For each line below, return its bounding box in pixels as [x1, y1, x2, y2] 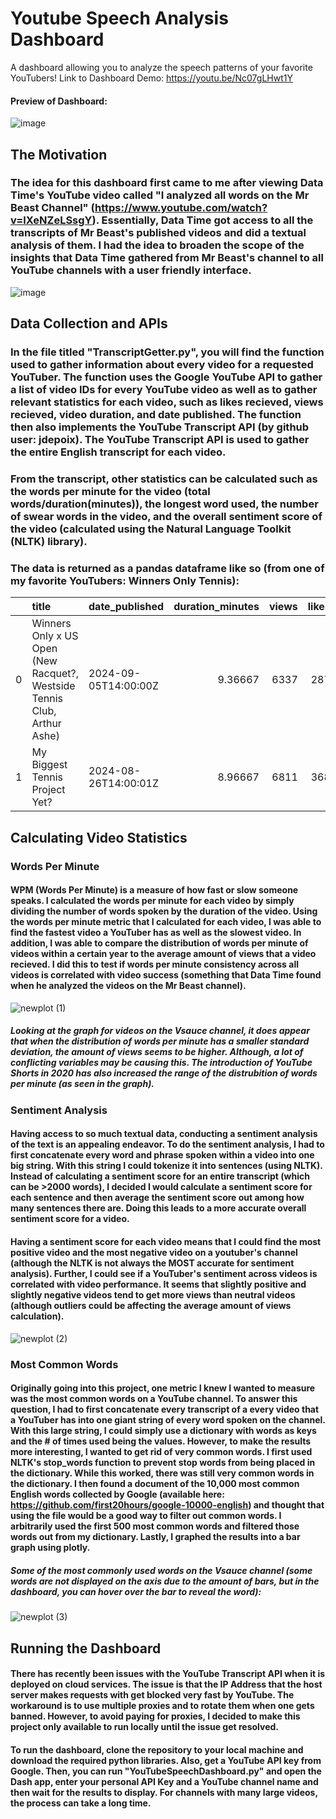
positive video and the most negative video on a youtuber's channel [10, 1247, 298, 1259]
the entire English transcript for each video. [10, 445, 227, 459]
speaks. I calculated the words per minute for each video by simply [10, 895, 295, 907]
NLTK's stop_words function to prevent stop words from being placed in [10, 1457, 316, 1469]
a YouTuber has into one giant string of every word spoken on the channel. [10, 1414, 326, 1426]
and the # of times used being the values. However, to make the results [10, 1435, 312, 1447]
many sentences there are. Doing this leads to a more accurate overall [10, 1202, 307, 1214]
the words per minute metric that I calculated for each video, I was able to [10, 916, 322, 928]
